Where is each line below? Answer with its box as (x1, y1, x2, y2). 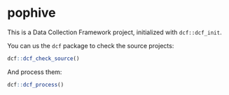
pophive (7, 5, 56, 21)
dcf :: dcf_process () (7, 81, 64, 88)
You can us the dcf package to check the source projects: (7, 41, 174, 50)
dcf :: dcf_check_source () (7, 54, 80, 62)
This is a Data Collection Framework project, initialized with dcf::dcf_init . (7, 28, 222, 36)
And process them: (7, 68, 62, 76)
